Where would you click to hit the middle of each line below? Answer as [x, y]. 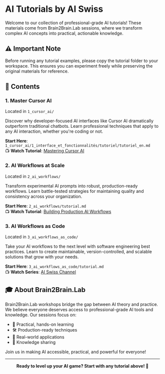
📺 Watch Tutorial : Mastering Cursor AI [45, 151]
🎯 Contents [23, 87]
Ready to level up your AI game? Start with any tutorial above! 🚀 [82, 366]
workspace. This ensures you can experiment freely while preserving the [79, 66]
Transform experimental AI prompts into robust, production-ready [71, 186]
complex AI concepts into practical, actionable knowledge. [64, 33]
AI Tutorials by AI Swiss [54, 9]
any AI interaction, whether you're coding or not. [54, 131]
